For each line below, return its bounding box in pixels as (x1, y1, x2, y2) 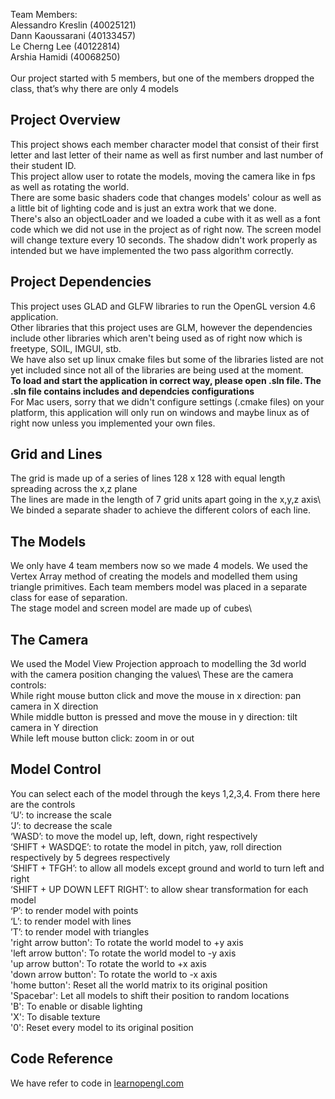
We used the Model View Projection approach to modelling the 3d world (10, 658, 307, 670)
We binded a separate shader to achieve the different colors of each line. (10, 504, 312, 516)
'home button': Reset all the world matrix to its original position (10, 979, 268, 991)
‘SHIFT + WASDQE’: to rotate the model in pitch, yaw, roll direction (10, 840, 283, 853)
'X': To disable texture (10, 1010, 101, 1023)
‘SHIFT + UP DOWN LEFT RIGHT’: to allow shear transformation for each (10, 883, 309, 895)
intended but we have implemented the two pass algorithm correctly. (10, 244, 294, 256)
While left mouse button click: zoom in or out (10, 732, 195, 744)
